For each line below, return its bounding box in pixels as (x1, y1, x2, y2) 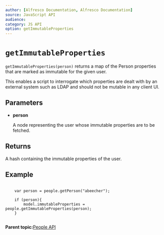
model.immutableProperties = (23, 201, 85, 207)
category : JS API (5, 21, 42, 27)
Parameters (5, 99, 43, 107)
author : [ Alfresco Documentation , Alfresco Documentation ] (5, 7, 133, 13)
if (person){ (14, 197, 42, 202)
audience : (5, 17, 26, 22)
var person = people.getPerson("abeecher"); (14, 188, 110, 193)
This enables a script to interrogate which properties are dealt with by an (5, 78, 157, 84)
